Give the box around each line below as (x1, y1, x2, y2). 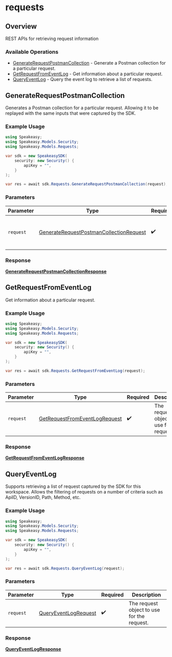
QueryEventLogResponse (5, 646, 61, 652)
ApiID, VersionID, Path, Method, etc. (5, 494, 81, 501)
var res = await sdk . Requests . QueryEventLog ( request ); (5, 566, 125, 571)
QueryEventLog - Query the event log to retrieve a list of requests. (12, 76, 153, 83)
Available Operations (5, 48, 59, 55)
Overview (5, 22, 37, 31)
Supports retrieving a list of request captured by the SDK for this (5, 483, 141, 489)
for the (128, 612, 145, 620)
